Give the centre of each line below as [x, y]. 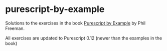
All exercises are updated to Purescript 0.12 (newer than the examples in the [83, 38]
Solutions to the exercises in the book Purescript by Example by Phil [75, 23]
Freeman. [15, 28]
